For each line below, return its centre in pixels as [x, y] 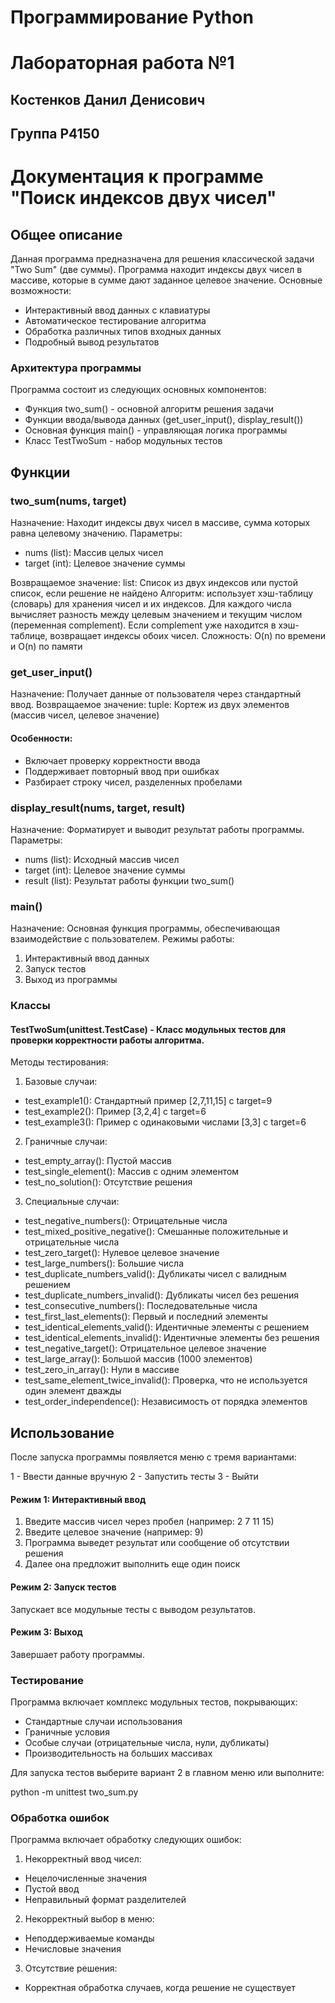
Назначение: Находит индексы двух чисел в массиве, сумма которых [160, 523]
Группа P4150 [55, 134]
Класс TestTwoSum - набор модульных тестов [123, 441]
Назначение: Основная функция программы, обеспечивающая [145, 928]
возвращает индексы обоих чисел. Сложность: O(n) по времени [187, 636]
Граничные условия [67, 1732]
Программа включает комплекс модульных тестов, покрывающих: [154, 1702]
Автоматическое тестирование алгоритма [115, 321]
